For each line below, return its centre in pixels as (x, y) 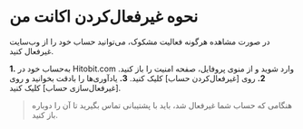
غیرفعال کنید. (32, 51)
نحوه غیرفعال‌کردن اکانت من (104, 17)
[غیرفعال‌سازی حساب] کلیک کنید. (65, 88)
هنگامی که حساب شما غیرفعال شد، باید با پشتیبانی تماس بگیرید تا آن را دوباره (162, 105)
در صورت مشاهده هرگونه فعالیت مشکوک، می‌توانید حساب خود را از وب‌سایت (140, 41)
